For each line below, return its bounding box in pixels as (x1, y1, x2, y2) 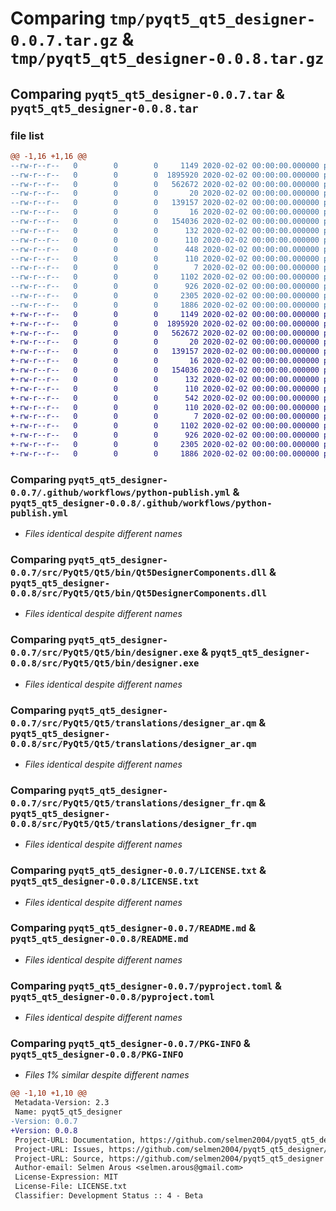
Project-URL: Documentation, (14, 1135, 137, 1145)
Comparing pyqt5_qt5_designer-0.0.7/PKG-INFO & (10, 1037, 251, 1051)
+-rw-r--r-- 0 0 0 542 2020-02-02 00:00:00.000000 (10, 393, 320, 403)
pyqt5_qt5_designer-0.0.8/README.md (10, 933, 189, 945)
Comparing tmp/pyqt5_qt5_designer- (10, 7, 317, 30)
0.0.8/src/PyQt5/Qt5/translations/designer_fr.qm (10, 818, 257, 829)
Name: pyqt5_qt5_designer (14, 1107, 123, 1117)
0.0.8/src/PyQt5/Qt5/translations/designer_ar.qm (10, 738, 257, 749)
